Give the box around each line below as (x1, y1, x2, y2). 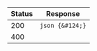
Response (46, 9, 80, 18)
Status (10, 9, 33, 18)
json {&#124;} (39, 22, 87, 29)
